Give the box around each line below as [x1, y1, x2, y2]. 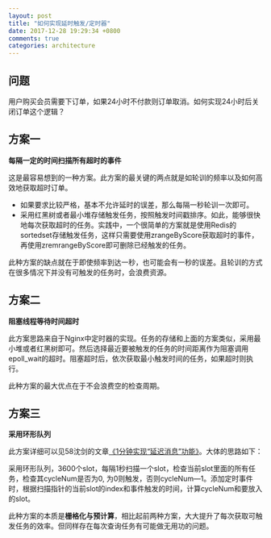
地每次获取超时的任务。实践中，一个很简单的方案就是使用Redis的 [19, 219, 237, 230]
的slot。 [8, 494, 35, 504]
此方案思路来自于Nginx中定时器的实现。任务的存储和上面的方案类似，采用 [8, 333, 254, 343]
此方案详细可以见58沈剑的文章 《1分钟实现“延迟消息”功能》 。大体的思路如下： [8, 447, 263, 457]
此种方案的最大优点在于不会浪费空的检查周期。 [8, 381, 164, 390]
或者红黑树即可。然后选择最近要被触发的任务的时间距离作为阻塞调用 [22, 344, 248, 353]
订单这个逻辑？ [15, 106, 65, 116]
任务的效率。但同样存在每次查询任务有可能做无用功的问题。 [15, 521, 214, 531]
